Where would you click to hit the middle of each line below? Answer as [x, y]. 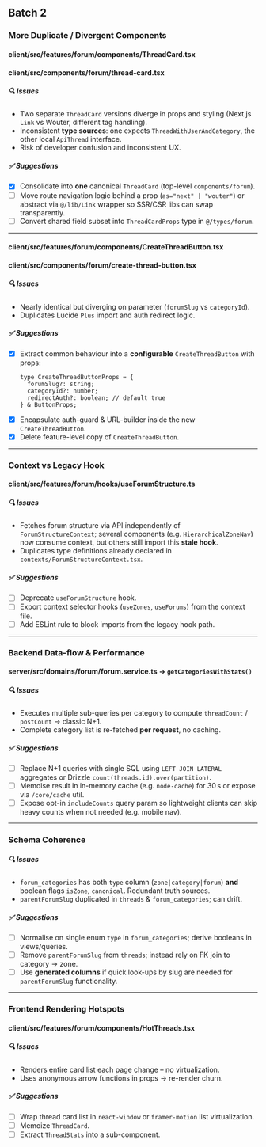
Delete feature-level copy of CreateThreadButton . [99, 437]
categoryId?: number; [63, 391]
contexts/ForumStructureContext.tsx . [81, 559]
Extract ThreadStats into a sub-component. [90, 1134]
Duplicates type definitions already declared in [96, 551]
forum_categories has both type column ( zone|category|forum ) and [129, 883]
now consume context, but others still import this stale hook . [119, 542]
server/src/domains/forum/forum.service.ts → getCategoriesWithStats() [130, 671]
